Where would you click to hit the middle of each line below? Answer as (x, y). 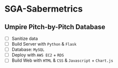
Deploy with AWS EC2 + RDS (38, 55)
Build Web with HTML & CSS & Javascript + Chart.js (62, 60)
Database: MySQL (28, 50)
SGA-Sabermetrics (44, 9)
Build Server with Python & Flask (44, 44)
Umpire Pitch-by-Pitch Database (55, 27)
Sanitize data (25, 38)
